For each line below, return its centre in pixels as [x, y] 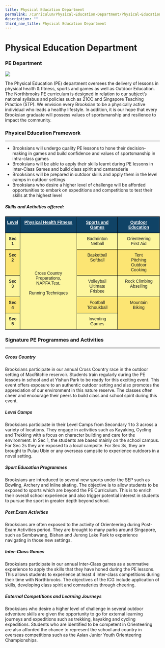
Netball [97, 244]
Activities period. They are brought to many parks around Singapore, [87, 530]
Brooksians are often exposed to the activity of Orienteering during [73, 525]
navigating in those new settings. [39, 540]
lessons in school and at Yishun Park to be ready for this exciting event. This [82, 380]
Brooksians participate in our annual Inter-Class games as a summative [77, 564]
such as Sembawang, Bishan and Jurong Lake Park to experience [72, 535]
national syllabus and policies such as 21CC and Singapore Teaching [74, 99]
